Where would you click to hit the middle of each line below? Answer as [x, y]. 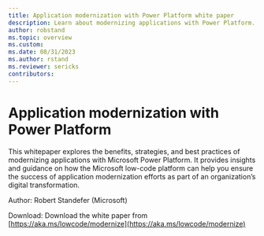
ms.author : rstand [38, 60]
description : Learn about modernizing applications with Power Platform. [132, 23]
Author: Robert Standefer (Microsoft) [68, 200]
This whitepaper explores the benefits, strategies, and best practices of [124, 151]
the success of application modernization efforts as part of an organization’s [132, 176]
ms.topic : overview [40, 37]
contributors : [32, 74]
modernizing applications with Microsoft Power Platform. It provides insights [132, 160]
